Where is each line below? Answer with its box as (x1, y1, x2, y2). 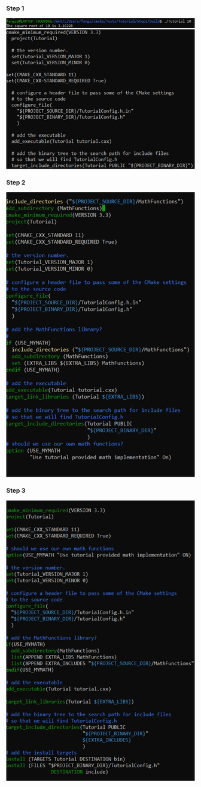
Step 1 (6, 4, 25, 13)
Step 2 (6, 178, 26, 187)
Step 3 (6, 486, 26, 495)
